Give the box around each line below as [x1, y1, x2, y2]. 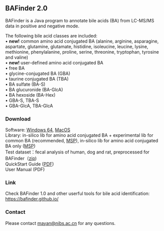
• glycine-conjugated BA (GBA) [5, 70, 71, 76]
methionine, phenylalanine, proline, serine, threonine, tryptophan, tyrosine [5, 49, 159, 55]
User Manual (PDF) [5, 167, 45, 173]
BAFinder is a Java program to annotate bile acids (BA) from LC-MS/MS [5, 17, 154, 23]
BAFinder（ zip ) [5, 156, 37, 162]
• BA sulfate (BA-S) [5, 81, 45, 87]
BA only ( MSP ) [5, 143, 36, 149]
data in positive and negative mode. [5, 23, 80, 29]
